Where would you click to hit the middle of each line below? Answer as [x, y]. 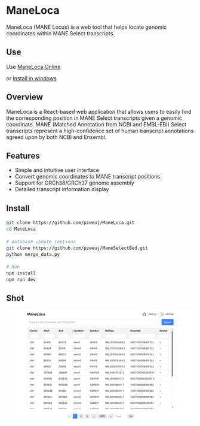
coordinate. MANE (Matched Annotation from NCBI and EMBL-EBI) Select [96, 124]
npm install [21, 273]
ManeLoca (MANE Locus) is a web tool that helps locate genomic [87, 27]
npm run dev [21, 280]
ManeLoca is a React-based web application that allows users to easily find [99, 111]
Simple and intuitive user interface [57, 170]
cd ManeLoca [21, 229]
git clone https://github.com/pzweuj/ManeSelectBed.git [77, 248]
